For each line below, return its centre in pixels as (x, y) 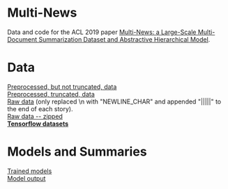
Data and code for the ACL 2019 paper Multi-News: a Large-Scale (102, 32)
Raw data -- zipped (35, 116)
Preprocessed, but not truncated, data (62, 87)
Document (22, 39)
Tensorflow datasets (38, 124)
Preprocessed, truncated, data (51, 94)
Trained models (30, 171)
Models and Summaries (77, 152)
